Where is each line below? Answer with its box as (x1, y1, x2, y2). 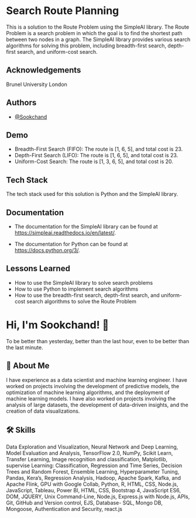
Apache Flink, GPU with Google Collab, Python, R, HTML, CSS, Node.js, (6, 481, 178, 488)
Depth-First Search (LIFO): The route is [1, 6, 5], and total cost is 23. (14, 152, 178, 159)
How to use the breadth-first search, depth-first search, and (14, 291, 160, 299)
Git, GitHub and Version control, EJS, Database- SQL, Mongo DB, (6, 499, 163, 506)
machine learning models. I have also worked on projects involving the (6, 395, 176, 402)
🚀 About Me (6, 361, 50, 371)
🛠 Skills (6, 425, 36, 435)
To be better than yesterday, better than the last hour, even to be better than (6, 337, 190, 344)
